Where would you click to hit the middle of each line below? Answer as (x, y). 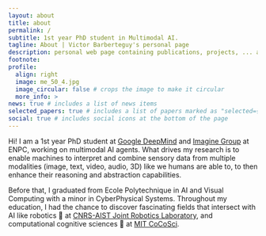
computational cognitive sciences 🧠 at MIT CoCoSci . (94, 223)
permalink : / (30, 30)
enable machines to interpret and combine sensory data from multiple (122, 158)
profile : (23, 67)
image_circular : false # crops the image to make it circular (120, 89)
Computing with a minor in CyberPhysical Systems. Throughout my (118, 198)
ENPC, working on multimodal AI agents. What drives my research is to (124, 149)
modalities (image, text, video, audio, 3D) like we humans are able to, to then (133, 166)
